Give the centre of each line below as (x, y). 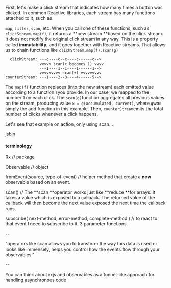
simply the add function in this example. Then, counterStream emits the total (84, 109)
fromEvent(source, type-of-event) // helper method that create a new (78, 177)
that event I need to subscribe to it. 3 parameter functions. (67, 224)
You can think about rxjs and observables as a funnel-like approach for (80, 275)
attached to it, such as (29, 18)
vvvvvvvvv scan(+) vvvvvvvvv (70, 73)
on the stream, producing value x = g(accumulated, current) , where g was (83, 103)
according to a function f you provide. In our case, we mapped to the (77, 92)
